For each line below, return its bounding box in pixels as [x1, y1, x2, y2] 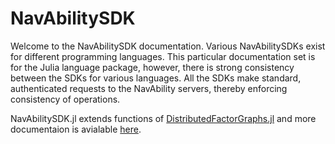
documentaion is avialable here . [10, 123, 142, 135]
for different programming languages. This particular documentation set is [10, 50, 316, 62]
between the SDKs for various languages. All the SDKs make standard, [10, 72, 302, 84]
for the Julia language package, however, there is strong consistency [10, 61, 295, 73]
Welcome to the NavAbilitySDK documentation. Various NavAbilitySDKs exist [10, 40, 326, 52]
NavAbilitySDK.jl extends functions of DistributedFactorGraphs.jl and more [10, 112, 317, 124]
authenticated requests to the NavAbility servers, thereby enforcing [10, 82, 288, 94]
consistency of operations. [10, 93, 121, 105]
